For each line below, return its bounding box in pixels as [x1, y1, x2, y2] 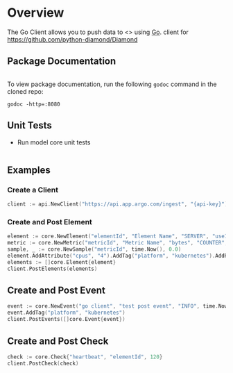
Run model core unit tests [17, 138, 91, 147]
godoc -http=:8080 [7, 101, 60, 108]
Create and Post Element [7, 217, 92, 227]
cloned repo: [7, 87, 44, 95]
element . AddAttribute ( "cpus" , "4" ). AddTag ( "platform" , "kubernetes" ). [7, 252, 216, 260]
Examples [7, 164, 51, 176]
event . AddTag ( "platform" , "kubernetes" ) [7, 309, 126, 317]
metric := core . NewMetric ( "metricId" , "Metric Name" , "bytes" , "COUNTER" [7, 240, 225, 247]
